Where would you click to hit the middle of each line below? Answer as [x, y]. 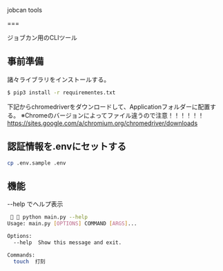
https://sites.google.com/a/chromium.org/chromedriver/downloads [103, 123]
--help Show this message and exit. [68, 242]
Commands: [21, 255]
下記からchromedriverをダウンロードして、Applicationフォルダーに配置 [109, 106]
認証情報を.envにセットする [67, 147]
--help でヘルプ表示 [35, 204]
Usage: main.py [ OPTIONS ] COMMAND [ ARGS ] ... [72, 224]
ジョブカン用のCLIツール [42, 38]
